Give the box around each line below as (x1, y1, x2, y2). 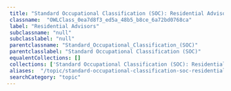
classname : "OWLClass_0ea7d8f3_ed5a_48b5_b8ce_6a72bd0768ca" (9, 16, 192, 23)
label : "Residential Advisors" (9, 23, 99, 29)
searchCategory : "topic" (9, 73, 81, 81)
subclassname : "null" (9, 29, 72, 36)
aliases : (9, 67, 35, 74)
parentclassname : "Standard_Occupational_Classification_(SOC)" (9, 42, 198, 49)
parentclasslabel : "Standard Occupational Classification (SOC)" (9, 49, 201, 55)
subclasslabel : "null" (9, 36, 75, 42)
